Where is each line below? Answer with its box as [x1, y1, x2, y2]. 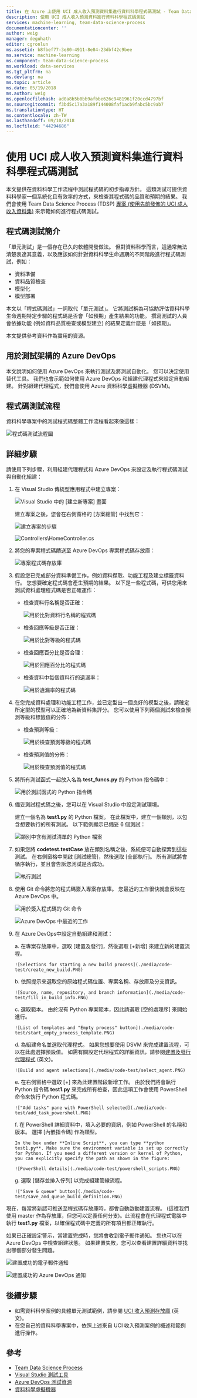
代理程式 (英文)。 [14, 1056, 56, 1063]
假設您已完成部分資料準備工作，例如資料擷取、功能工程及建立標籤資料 [14, 572, 185, 579]
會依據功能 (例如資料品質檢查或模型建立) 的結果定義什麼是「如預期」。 [6, 320, 175, 327]
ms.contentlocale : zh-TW [6, 112, 67, 118]
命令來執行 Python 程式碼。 [14, 1093, 81, 1100]
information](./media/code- [117, 990, 186, 996]
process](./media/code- [114, 962, 173, 968]
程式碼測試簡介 [6, 227, 60, 237]
